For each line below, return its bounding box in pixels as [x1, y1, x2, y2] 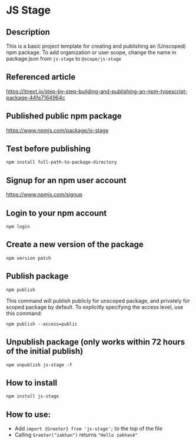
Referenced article [6, 72, 76, 82]
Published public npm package [6, 111, 122, 121]
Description [6, 27, 50, 37]
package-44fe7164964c [6, 94, 66, 101]
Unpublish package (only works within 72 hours [6, 337, 185, 347]
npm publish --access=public [6, 321, 78, 327]
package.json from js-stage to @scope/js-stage [6, 55, 122, 62]
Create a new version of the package [6, 240, 144, 250]
